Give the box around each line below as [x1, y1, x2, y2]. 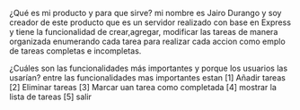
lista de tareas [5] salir [9, 91, 93, 102]
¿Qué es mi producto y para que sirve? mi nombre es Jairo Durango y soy [9, 8, 282, 18]
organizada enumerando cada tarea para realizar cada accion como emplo [9, 36, 286, 47]
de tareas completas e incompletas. [9, 46, 142, 56]
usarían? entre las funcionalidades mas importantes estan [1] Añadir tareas [9, 72, 286, 83]
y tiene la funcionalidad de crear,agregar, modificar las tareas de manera [9, 27, 278, 37]
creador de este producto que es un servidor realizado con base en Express [9, 17, 292, 28]
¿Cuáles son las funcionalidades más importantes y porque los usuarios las [9, 63, 288, 73]
